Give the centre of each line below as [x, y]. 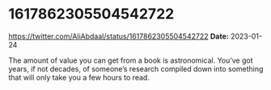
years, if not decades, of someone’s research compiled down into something [136, 68]
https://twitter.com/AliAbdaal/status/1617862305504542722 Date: [119, 36]
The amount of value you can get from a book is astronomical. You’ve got [131, 60]
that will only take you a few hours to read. [79, 77]
